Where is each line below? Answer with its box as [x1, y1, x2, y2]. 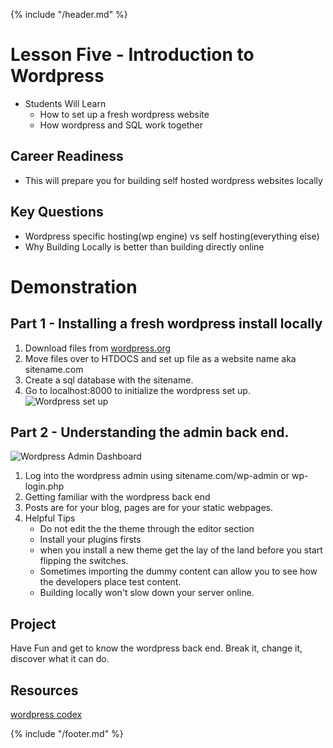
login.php [24, 480, 65, 493]
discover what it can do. [10, 653, 110, 665]
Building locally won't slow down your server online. [39, 587, 255, 599]
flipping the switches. [39, 555, 129, 567]
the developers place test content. [39, 576, 182, 588]
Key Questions [10, 204, 104, 221]
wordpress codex [10, 709, 83, 720]
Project [10, 615, 57, 633]
